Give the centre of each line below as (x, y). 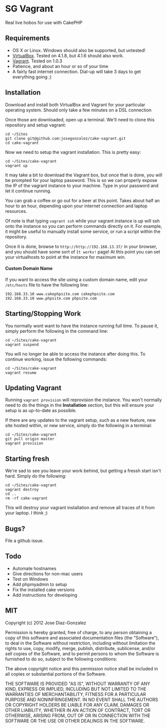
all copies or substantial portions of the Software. (56, 674)
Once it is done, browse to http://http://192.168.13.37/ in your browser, (81, 246)
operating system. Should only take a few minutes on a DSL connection (79, 110)
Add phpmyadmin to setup (40, 584)
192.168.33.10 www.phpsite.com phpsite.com (51, 298)
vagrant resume (21, 373)
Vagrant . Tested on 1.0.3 (37, 61)
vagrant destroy (22, 490)
